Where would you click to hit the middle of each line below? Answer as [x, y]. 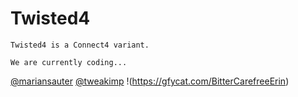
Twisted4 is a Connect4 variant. [80, 45]
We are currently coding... [69, 62]
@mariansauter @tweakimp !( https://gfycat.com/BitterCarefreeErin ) [150, 81]
